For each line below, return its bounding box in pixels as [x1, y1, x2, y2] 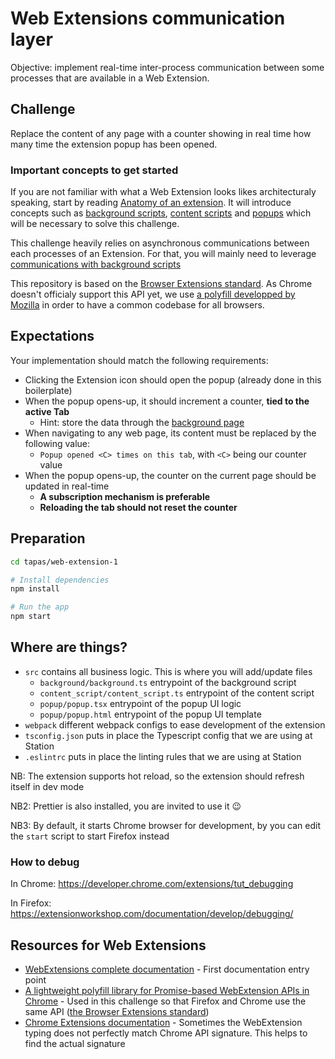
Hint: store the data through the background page [39, 416, 245, 428]
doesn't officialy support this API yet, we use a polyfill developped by [10, 288, 296, 301]
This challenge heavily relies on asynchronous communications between [10, 237, 310, 249]
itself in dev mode [10, 780, 85, 792]
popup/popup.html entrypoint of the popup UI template [39, 708, 262, 720]
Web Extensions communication [10, 7, 286, 30]
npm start [10, 612, 52, 622]
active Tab [24, 405, 70, 417]
